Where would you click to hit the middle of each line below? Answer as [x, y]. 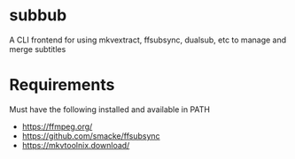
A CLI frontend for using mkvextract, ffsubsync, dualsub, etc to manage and [148, 40]
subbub [38, 15]
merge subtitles [38, 49]
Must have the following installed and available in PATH [110, 109]
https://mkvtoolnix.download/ [76, 145]
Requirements [62, 85]
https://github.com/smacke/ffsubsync [91, 136]
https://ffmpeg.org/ [57, 126]
